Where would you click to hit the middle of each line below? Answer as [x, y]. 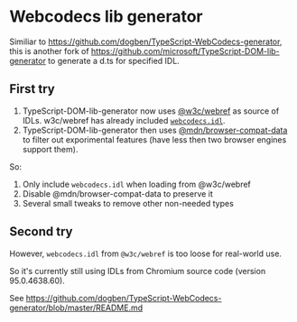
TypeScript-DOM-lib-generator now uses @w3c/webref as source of [151, 111]
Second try [41, 232]
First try [32, 89]
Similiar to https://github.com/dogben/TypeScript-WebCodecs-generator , [146, 41]
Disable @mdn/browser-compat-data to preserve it [118, 193]
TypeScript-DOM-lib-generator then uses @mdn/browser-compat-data [155, 130]
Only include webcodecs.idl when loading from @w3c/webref [136, 184]
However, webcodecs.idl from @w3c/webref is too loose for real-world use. [146, 253]
